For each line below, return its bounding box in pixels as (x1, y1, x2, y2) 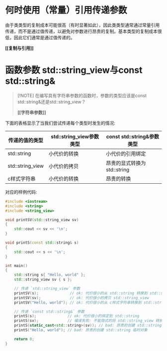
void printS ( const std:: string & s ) (5, 240, 79, 245)
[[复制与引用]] (5, 45, 34, 51)
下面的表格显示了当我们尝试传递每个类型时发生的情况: (5, 120, 116, 126)
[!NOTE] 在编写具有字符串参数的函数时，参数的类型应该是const (17, 92, 147, 98)
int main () (5, 263, 28, 268)
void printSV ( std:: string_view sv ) (5, 217, 79, 222)
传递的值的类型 (8, 137, 43, 144)
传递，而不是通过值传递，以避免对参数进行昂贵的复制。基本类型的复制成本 (5, 28, 158, 34)
